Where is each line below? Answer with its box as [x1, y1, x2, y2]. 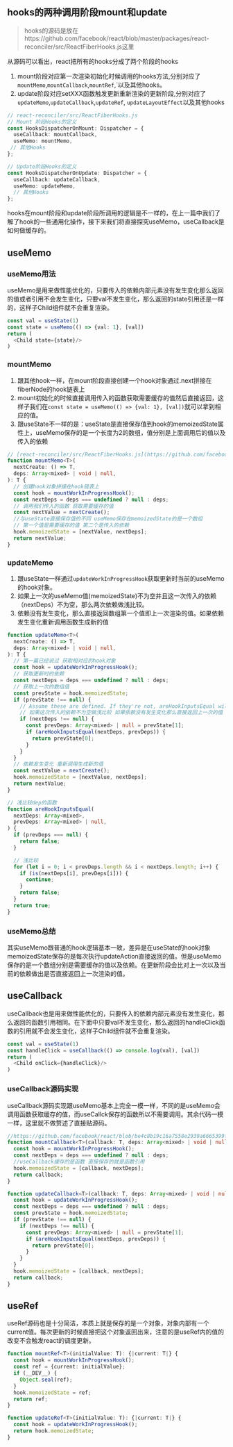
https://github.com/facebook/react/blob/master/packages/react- [24, 34, 209, 42]
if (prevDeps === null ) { [13, 832, 89, 838]
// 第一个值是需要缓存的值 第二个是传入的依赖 [13, 522, 130, 529]
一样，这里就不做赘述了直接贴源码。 [7, 1118, 111, 1127]
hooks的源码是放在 [24, 26, 78, 35]
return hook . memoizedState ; [13, 1428, 95, 1434]
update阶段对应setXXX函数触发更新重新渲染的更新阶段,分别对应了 [17, 89, 207, 97]
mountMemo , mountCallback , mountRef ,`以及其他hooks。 [17, 81, 166, 89]
